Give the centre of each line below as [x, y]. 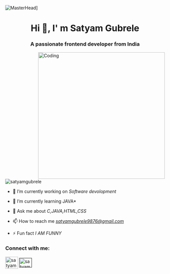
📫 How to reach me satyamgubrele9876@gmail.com [68, 221]
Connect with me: [28, 248]
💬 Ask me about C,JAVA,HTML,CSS [50, 211]
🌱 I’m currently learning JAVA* [45, 201]
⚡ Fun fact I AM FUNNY [37, 233]
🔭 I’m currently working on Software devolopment [64, 191]
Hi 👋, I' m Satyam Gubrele [85, 28]
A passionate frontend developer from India [85, 44]
